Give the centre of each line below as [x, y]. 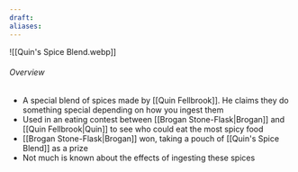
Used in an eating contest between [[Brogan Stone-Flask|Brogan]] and [154, 119]
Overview [27, 72]
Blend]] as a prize [55, 148]
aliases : [26, 26]
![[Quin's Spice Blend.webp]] [63, 51]
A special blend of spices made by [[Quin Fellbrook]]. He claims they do [156, 100]
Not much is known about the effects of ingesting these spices [139, 158]
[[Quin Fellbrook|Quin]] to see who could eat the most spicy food [143, 129]
